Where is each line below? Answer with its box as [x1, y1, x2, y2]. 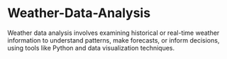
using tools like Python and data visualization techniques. [7, 43, 175, 52]
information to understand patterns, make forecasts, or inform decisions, [7, 36, 220, 44]
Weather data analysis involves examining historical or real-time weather [7, 28, 220, 37]
